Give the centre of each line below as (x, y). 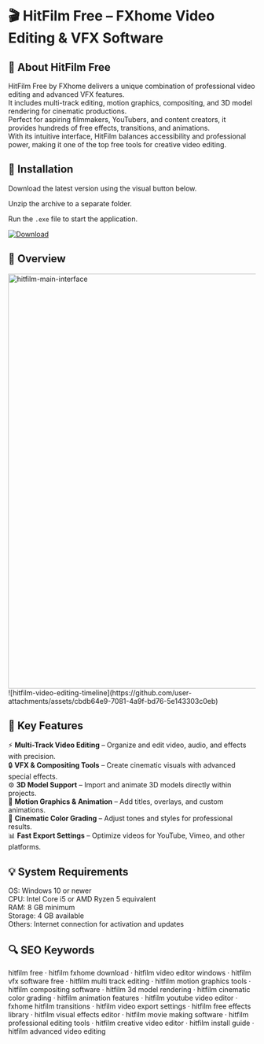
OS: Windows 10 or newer (50, 890)
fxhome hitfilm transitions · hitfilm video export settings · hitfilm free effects (130, 1006)
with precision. (32, 757)
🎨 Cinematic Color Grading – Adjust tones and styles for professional (121, 818)
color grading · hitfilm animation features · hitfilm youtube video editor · (123, 998)
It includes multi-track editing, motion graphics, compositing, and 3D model (130, 103)
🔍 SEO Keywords (51, 950)
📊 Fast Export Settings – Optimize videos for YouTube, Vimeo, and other (126, 835)
